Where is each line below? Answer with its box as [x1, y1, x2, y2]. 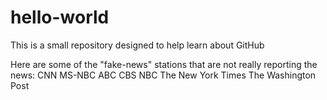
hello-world [10, 6, 110, 29]
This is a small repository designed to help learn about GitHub [10, 39, 265, 51]
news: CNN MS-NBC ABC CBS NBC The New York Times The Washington [10, 69, 317, 81]
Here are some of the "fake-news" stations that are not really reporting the [10, 58, 318, 70]
